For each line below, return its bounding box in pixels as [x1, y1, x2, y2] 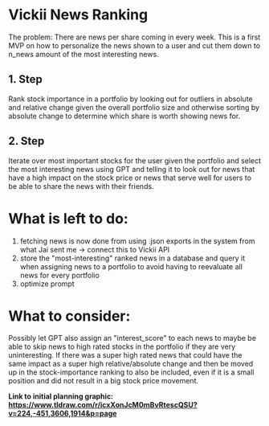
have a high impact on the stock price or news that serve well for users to [8, 173, 251, 182]
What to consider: [8, 307, 131, 325]
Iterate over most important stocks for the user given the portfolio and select [8, 155, 262, 166]
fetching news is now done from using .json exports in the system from [19, 236, 255, 246]
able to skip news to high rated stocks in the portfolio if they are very [8, 342, 236, 351]
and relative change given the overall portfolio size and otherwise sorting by [8, 102, 259, 112]
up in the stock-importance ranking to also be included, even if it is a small [8, 367, 255, 377]
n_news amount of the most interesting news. [8, 49, 159, 59]
